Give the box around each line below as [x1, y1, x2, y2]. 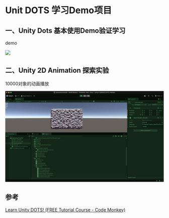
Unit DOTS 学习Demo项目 [5, 5, 112, 16]
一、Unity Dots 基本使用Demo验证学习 [5, 26, 126, 35]
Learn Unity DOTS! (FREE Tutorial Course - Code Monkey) [5, 206, 126, 212]
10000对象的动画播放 [5, 80, 49, 86]
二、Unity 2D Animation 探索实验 [5, 66, 109, 75]
